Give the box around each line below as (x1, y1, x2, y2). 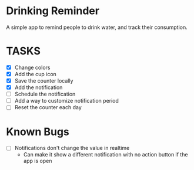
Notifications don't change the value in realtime (14, 145, 130, 152)
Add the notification (14, 84, 63, 91)
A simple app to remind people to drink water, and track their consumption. (6, 24, 188, 31)
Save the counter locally (14, 77, 73, 84)
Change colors (14, 64, 51, 71)
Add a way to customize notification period (14, 97, 119, 104)
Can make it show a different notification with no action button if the (23, 151, 188, 158)
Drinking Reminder (6, 4, 100, 18)
